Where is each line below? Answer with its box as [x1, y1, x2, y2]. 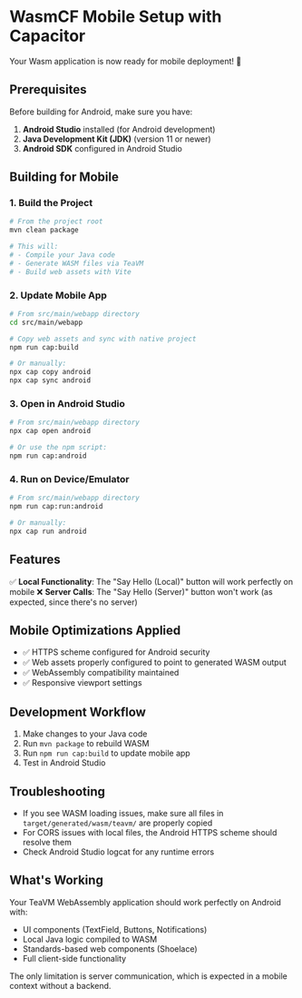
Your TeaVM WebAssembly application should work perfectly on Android [9, 896, 281, 907]
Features [9, 552, 61, 568]
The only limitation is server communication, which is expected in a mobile [9, 970, 288, 982]
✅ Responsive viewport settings [22, 677, 142, 688]
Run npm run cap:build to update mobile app [22, 747, 190, 759]
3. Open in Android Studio [9, 398, 125, 410]
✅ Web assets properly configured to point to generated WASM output [22, 657, 287, 668]
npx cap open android [9, 427, 92, 436]
